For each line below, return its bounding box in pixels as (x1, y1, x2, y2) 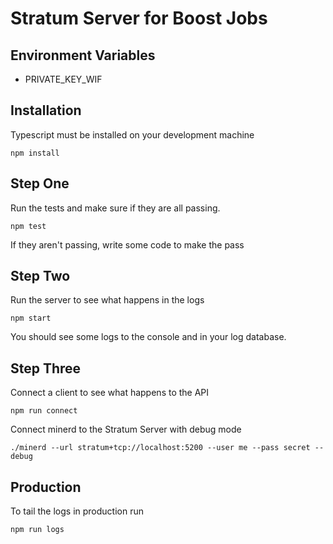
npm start (10, 313, 52, 324)
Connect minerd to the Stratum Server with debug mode (10, 423, 242, 436)
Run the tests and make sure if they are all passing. (10, 202, 221, 214)
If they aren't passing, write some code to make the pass (10, 238, 245, 251)
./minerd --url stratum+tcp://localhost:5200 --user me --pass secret (10, 443, 311, 453)
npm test (10, 221, 47, 231)
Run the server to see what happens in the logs (10, 294, 205, 306)
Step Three (10, 360, 82, 377)
